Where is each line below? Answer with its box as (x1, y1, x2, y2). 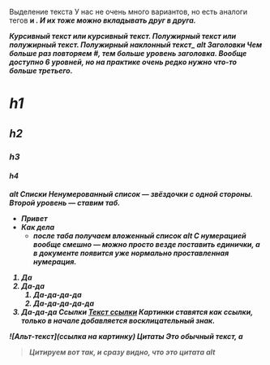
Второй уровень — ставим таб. (9, 198, 121, 207)
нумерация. (32, 256, 77, 267)
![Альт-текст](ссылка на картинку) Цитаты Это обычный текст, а (9, 331, 243, 341)
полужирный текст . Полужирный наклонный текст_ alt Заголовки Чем (9, 40, 263, 50)
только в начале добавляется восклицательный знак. (20, 315, 216, 325)
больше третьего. (9, 66, 73, 76)
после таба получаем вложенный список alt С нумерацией (32, 231, 246, 241)
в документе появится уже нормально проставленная (32, 248, 229, 258)
